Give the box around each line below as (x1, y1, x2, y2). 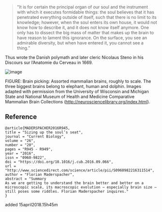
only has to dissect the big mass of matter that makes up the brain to (16, 30, 154, 35)
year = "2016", (5, 151, 36, 156)
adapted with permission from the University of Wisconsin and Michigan (5, 89, 149, 94)
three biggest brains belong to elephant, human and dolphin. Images (5, 84, 141, 89)
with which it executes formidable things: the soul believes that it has (16, 9, 155, 15)
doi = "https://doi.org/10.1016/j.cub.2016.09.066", (5, 159, 114, 164)
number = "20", (5, 142, 36, 147)
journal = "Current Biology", (5, 134, 66, 139)
